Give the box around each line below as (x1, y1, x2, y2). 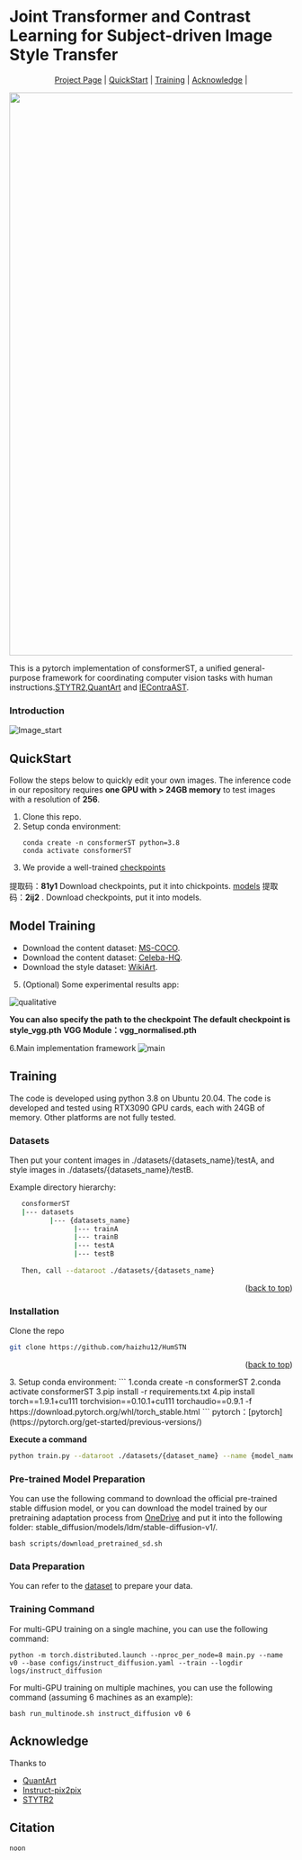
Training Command (9, 1603, 95, 1616)
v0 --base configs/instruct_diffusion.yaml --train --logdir (9, 1658, 244, 1667)
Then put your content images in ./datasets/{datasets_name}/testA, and (9, 1155, 275, 1166)
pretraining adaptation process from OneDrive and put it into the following (9, 1512, 283, 1523)
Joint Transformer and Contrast (9, 6, 252, 27)
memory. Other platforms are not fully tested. (9, 1111, 177, 1122)
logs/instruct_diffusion (9, 1666, 102, 1675)
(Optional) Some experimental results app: (22, 979, 180, 990)
